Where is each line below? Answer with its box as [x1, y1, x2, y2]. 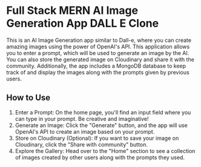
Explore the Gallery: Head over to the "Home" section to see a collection [15, 147, 196, 154]
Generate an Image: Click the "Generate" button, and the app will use [15, 122, 188, 129]
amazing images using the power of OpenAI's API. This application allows [6, 43, 190, 50]
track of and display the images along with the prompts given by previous [6, 68, 189, 76]
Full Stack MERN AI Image [6, 4, 138, 18]
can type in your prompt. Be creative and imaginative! [15, 115, 150, 122]
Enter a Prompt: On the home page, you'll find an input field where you [15, 108, 191, 116]
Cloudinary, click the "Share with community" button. [15, 140, 148, 148]
